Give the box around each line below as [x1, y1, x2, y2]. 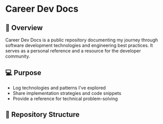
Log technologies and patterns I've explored [12, 85, 106, 91]
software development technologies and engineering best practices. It [5, 42, 153, 48]
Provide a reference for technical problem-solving [12, 95, 118, 102]
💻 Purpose [5, 68, 42, 77]
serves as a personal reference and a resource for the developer [5, 48, 142, 54]
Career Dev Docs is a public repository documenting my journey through [5, 37, 158, 43]
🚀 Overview [5, 23, 43, 32]
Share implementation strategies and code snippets [12, 90, 122, 96]
